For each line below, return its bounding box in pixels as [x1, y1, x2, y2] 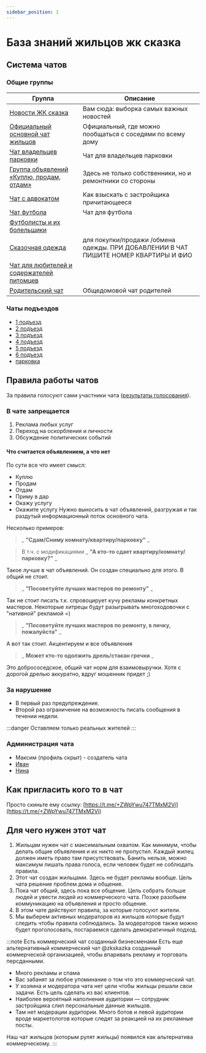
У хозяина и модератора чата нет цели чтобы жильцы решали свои [15, 982, 193, 990]
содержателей [9, 268, 53, 277]
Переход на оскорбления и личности [15, 427, 113, 434]
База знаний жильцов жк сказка [6, 35, 181, 49]
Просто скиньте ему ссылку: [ [6, 801, 86, 808]
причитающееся [82, 197, 132, 206]
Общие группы [6, 78, 53, 86]
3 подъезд [15, 331, 43, 339]
